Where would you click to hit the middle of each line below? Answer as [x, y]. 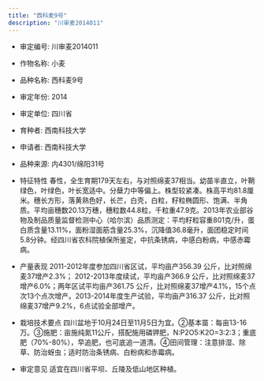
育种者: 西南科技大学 [53, 130]
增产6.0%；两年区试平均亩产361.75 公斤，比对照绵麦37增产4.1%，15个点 [138, 286]
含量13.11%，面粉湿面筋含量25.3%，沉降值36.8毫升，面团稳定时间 [141, 230]
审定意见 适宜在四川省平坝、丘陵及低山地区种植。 [100, 368]
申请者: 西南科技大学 [53, 147]
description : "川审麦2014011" [56, 23]
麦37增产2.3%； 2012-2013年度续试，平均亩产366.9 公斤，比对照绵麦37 [137, 276]
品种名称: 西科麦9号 [52, 80]
